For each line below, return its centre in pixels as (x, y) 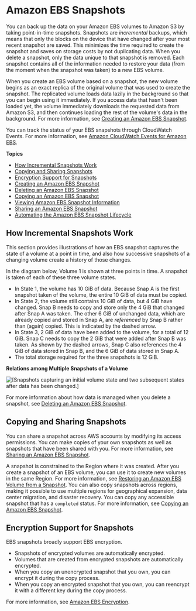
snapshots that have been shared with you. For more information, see (90, 448)
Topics (15, 153)
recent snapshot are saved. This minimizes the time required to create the (95, 45)
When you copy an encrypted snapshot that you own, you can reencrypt (102, 584)
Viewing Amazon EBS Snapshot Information (67, 202)
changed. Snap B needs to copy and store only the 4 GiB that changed (99, 307)
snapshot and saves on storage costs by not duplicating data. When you (93, 51)
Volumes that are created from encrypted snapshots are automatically (99, 559)
